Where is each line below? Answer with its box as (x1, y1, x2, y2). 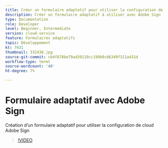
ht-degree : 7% (5, 69, 35, 74)
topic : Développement (5, 40, 51, 45)
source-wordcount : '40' (5, 64, 55, 69)
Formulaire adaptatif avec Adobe (5, 94, 145, 106)
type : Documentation (5, 17, 49, 22)
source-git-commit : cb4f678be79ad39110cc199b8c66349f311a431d (5, 54, 138, 60)
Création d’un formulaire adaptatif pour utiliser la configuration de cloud (5, 122, 154, 128)
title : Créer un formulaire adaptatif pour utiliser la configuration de (5, 7, 163, 13)
